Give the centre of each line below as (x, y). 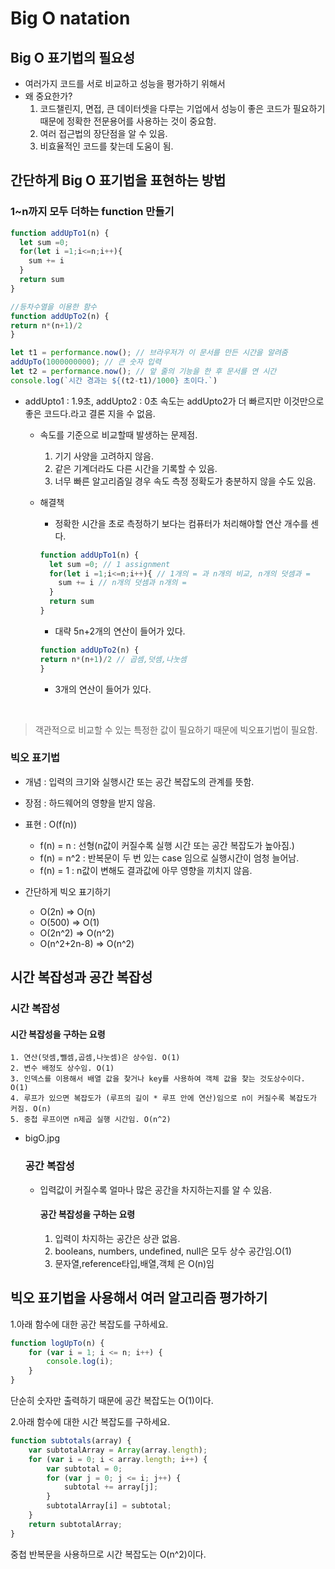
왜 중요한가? (48, 96)
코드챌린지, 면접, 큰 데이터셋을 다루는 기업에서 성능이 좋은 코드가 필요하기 (182, 108)
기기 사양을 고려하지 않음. (104, 456)
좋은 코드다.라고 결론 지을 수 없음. (90, 413)
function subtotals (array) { (71, 1441)
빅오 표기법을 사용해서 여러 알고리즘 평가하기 (139, 1298)
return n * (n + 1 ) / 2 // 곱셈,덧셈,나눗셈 (113, 659)
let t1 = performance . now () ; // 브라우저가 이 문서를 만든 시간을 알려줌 (149, 353)
